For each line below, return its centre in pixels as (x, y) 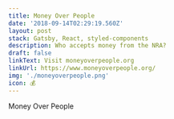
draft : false (30, 53)
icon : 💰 (22, 83)
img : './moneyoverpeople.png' (59, 76)
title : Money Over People (51, 16)
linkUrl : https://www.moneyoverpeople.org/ (82, 68)
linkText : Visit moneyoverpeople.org (71, 61)
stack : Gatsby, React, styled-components (79, 38)
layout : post (30, 31)
